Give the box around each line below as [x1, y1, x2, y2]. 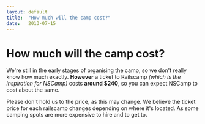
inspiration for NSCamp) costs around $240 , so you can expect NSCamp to [6, 80, 198, 87]
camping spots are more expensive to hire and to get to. [6, 111, 148, 119]
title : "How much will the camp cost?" [6, 15, 111, 21]
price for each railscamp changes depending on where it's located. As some [6, 104, 199, 112]
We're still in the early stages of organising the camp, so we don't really [6, 67, 187, 74]
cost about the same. [6, 86, 60, 93]
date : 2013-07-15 [6, 20, 56, 26]
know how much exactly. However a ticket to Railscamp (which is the [6, 73, 181, 81]
